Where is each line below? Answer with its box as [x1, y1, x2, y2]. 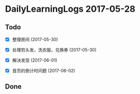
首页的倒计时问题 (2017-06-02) [12, 68, 75, 74]
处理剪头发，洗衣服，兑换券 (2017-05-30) [12, 47, 97, 53]
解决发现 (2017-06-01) [12, 57, 57, 63]
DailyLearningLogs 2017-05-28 [5, 3, 136, 15]
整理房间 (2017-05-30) [12, 37, 58, 42]
